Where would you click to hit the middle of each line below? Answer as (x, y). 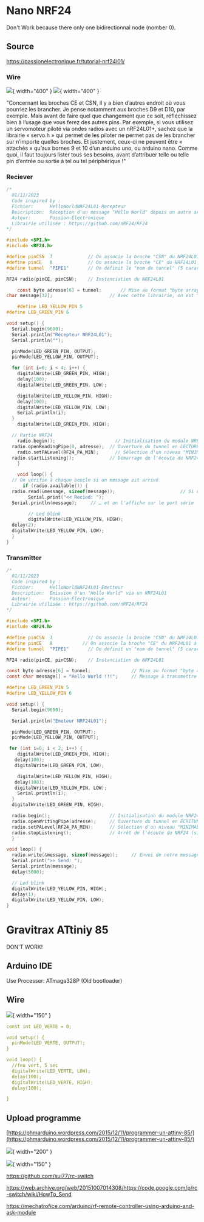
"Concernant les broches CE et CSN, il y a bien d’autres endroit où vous (96, 103)
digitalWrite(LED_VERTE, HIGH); (53, 1082)
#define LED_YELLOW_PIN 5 (50, 307)
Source (20, 47)
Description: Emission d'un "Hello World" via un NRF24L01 (89, 593)
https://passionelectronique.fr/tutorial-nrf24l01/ (66, 61)
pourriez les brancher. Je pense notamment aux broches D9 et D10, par (96, 110)
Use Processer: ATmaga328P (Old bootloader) (64, 980)
